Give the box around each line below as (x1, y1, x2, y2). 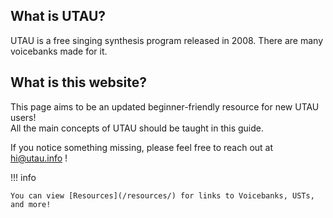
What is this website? (10, 74, 147, 91)
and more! (10, 199, 52, 209)
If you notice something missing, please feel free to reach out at (10, 141, 274, 153)
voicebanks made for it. (10, 45, 108, 57)
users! (10, 111, 37, 123)
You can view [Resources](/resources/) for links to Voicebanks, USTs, (10, 190, 315, 201)
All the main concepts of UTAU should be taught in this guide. (10, 122, 265, 134)
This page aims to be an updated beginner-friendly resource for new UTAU (10, 100, 320, 113)
